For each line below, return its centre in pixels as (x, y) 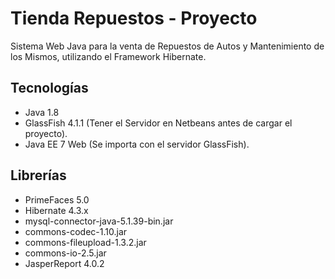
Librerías (38, 175)
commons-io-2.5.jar (65, 253)
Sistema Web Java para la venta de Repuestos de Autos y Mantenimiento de (167, 46)
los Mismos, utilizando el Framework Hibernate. (108, 56)
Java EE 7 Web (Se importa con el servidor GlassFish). (137, 144)
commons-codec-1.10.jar (76, 231)
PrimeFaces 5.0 (57, 199)
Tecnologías (49, 88)
